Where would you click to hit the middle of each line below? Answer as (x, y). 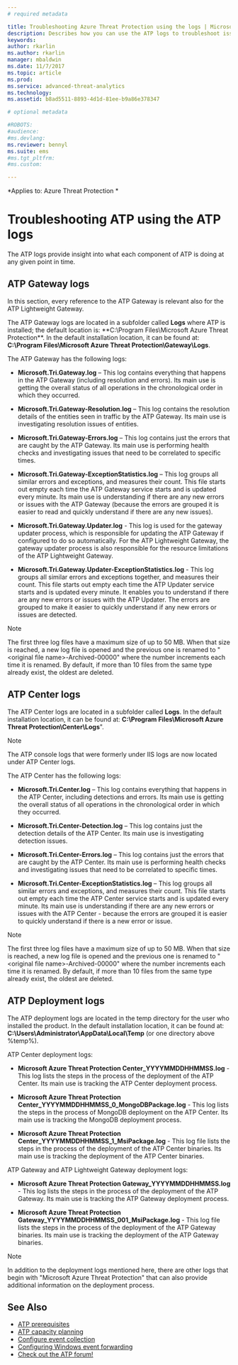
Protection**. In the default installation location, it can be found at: (103, 337)
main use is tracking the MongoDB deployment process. (100, 1120)
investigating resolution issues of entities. (78, 424)
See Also (27, 1307)
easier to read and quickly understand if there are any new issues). (115, 512)
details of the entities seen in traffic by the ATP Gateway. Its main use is (122, 416)
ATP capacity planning (50, 1332)
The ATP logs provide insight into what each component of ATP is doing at (116, 254)
